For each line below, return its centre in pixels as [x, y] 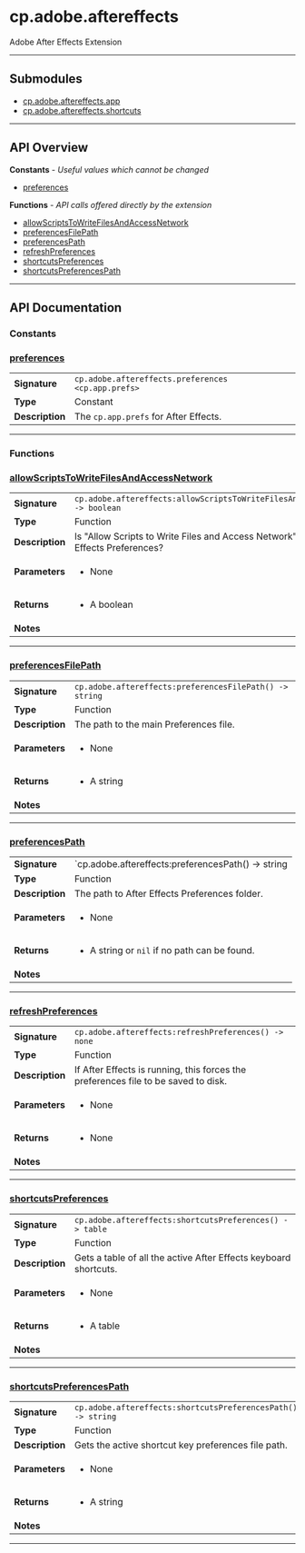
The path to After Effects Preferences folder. [168, 893]
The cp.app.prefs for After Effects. [148, 417]
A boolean [111, 604]
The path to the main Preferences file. [154, 724]
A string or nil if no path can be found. [172, 950]
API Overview [49, 148]
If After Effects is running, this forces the [160, 1070]
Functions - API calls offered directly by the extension [111, 204]
